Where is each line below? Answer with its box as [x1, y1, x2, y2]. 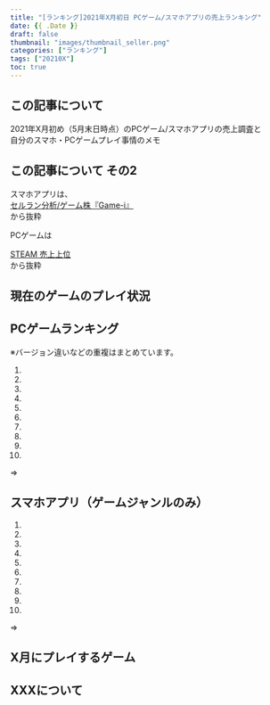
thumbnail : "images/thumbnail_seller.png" [10, 37, 170, 47]
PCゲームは [10, 229, 53, 241]
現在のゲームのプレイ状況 [10, 288, 151, 303]
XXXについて [10, 683, 83, 698]
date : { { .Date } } [10, 21, 78, 30]
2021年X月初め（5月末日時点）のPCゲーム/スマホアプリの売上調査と [10, 123, 262, 134]
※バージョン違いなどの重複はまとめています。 [10, 347, 179, 357]
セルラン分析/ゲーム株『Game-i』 [10, 200, 135, 210]
